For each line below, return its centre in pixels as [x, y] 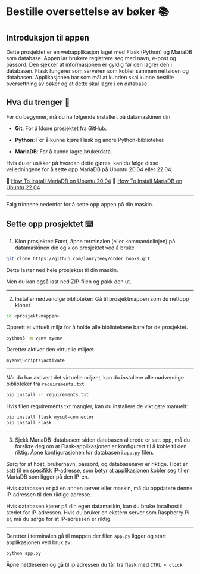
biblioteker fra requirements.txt [45, 384]
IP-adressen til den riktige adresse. [49, 494]
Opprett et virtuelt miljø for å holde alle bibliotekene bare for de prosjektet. [97, 327]
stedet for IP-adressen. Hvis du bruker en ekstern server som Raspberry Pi [98, 512]
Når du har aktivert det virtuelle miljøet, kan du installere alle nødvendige [95, 378]
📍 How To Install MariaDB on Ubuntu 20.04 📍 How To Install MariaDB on [94, 181]
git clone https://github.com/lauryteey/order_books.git [78, 258]
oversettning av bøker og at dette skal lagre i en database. [77, 84]
